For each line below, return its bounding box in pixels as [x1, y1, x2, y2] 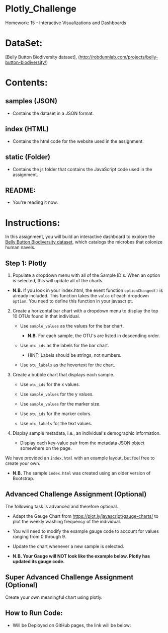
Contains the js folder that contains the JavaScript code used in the [12, 166, 152, 172]
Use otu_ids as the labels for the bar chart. [20, 343, 109, 349]
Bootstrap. [12, 476, 34, 482]
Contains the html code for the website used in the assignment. [12, 138, 144, 144]
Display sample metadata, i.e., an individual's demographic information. [12, 430, 161, 436]
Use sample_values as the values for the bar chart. [20, 323, 124, 329]
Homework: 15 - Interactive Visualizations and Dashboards [5, 20, 127, 26]
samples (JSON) [5, 97, 58, 106]
